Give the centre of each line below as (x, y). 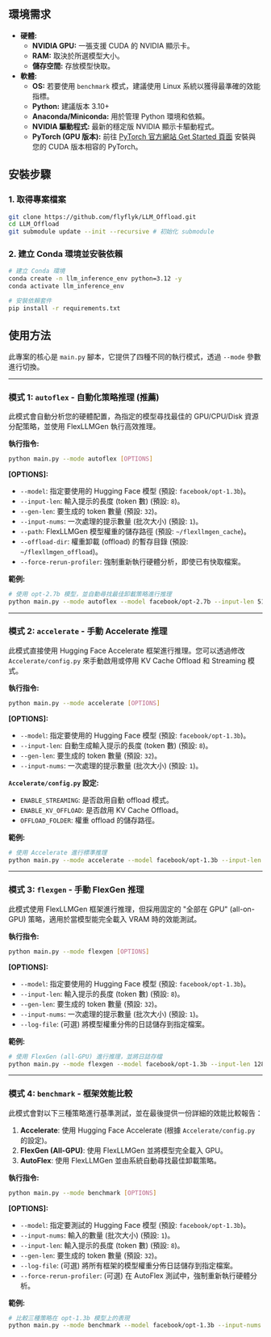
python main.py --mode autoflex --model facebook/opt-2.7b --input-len (131, 601)
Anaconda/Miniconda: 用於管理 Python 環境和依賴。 (121, 116)
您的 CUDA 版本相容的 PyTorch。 (87, 146)
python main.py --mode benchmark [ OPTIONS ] (83, 1193)
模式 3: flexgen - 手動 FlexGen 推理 (76, 889)
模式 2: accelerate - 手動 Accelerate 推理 (88, 631)
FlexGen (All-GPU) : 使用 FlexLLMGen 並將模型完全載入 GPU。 (123, 1150)
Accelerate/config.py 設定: (54, 783)
